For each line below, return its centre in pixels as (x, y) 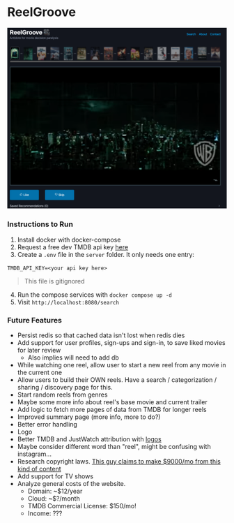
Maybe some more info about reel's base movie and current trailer (112, 402)
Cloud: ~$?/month (54, 498)
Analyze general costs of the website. (71, 483)
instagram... (34, 454)
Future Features (35, 320)
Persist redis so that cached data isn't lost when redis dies (101, 335)
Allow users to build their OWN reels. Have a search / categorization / (117, 380)
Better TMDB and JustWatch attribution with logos (89, 439)
